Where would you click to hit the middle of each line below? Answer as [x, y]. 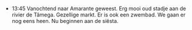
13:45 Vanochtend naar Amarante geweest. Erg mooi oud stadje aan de [99, 9]
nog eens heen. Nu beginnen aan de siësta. [65, 21]
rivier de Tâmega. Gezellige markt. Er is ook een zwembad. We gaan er [99, 15]
